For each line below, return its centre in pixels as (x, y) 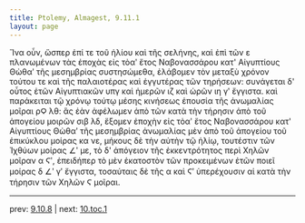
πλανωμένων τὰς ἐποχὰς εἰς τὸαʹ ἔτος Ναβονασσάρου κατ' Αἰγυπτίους (145, 62)
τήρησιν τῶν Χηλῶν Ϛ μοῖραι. (65, 182)
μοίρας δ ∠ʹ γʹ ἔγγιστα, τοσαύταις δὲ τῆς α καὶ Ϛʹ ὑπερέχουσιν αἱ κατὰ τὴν (150, 171)
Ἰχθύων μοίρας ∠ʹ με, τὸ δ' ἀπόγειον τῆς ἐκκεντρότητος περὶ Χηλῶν (139, 150)
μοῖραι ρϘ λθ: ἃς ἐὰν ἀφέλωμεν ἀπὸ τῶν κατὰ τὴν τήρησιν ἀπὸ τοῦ (138, 111)
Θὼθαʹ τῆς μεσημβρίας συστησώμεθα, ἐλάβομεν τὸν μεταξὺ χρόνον (139, 71)
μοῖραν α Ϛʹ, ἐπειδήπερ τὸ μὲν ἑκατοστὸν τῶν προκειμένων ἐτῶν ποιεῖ (142, 160)
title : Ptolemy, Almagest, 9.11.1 (75, 18)
